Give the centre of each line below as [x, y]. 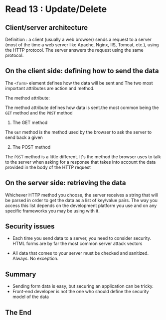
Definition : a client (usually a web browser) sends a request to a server [79, 39]
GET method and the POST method [39, 112]
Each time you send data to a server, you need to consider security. [82, 238]
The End [18, 312]
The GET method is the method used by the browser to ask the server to [79, 132]
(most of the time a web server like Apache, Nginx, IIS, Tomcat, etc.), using [82, 45]
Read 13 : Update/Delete [56, 9]
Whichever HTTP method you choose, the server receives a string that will [82, 195]
